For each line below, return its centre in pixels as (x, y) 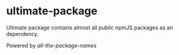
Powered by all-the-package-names (52, 45)
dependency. (23, 33)
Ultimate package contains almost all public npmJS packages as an (89, 27)
